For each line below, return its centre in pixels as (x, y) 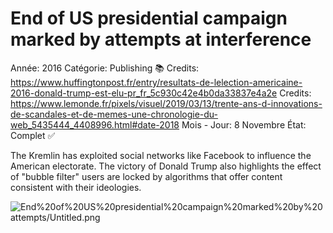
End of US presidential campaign (149, 18)
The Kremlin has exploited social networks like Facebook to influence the (161, 155)
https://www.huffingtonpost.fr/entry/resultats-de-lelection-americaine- (156, 82)
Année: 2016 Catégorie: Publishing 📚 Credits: (105, 68)
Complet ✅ (33, 135)
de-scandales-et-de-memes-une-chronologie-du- (114, 114)
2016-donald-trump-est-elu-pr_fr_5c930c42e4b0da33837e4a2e (144, 93)
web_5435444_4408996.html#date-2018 (95, 124)
